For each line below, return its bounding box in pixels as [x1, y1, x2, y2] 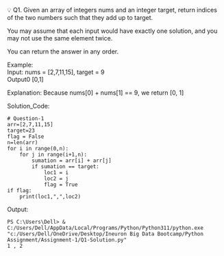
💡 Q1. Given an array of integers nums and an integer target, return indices [7, 6, 218, 14]
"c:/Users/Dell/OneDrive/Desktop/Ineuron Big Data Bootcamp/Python [7, 231, 204, 237]
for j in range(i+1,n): [19, 151, 88, 158]
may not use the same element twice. [7, 34, 113, 42]
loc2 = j [43, 175, 69, 182]
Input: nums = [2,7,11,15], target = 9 [7, 68, 105, 76]
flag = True [43, 181, 78, 188]
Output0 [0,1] [7, 75, 44, 83]
